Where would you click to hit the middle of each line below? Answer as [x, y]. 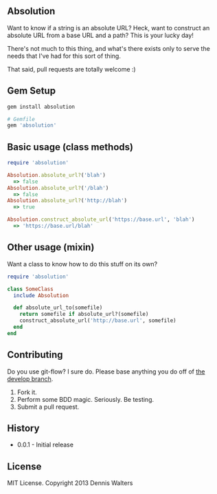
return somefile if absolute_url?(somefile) [84, 314]
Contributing [35, 355]
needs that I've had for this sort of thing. [64, 56]
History [23, 428]
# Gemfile [21, 119]
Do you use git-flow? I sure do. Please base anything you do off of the [106, 372]
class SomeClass [30, 289]
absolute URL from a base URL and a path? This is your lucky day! [101, 35]
